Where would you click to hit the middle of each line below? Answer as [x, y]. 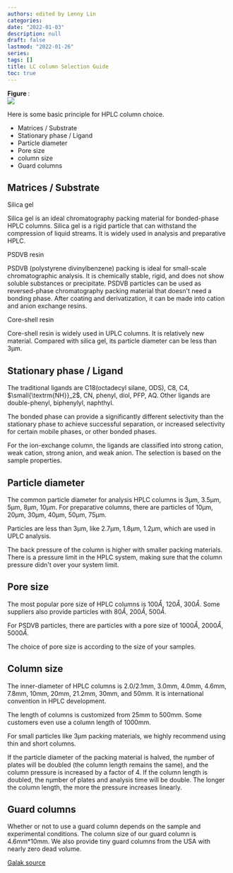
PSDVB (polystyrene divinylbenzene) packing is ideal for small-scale [107, 268]
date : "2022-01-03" [36, 27]
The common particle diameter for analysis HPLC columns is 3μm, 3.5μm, [114, 499]
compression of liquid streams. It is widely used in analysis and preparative [116, 234]
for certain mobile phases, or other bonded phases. [82, 432]
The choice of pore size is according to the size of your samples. [102, 646]
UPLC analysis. [29, 536]
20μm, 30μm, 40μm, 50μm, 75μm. [57, 515]
